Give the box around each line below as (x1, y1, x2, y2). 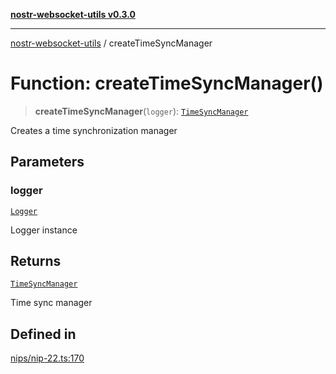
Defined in (10, 325, 77, 343)
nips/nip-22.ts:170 (10, 352, 85, 364)
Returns (10, 253, 62, 270)
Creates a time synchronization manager (10, 124, 178, 136)
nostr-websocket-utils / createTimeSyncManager (10, 37, 213, 49)
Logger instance (10, 224, 78, 236)
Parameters (10, 154, 85, 171)
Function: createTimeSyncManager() (10, 72, 324, 95)
